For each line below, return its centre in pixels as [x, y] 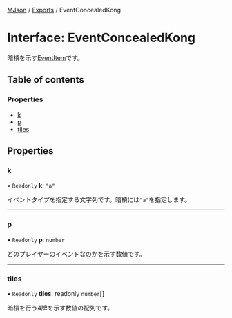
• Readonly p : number [36, 239]
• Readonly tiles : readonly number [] [56, 293]
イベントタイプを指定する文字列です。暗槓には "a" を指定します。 [99, 200]
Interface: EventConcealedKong [101, 38]
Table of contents [46, 80]
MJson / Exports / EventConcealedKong [64, 10]
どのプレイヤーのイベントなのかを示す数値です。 [77, 254]
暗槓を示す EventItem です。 [46, 57]
